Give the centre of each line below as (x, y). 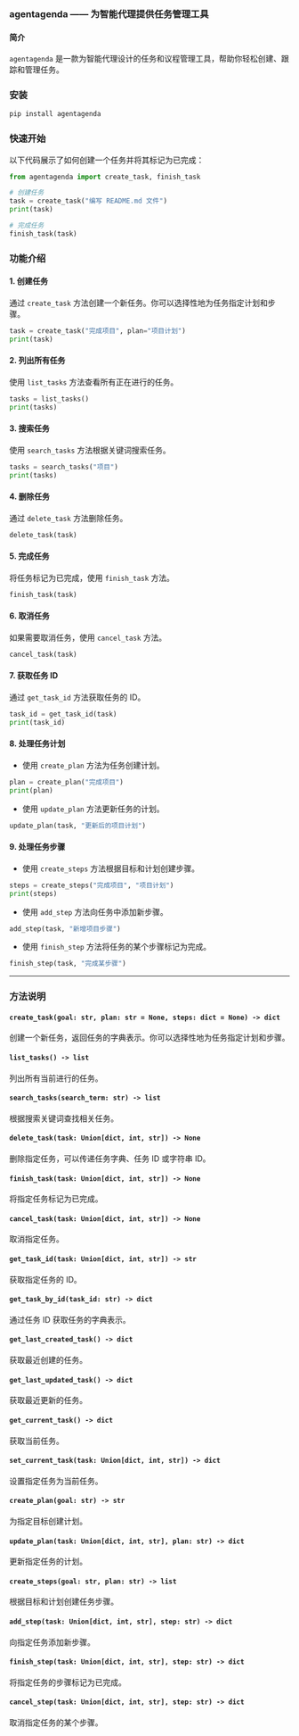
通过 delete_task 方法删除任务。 (69, 518)
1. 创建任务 (29, 281)
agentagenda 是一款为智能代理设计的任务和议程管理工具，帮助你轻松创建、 (145, 59)
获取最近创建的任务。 (48, 1360)
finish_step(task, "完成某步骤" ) (68, 964)
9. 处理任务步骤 (37, 847)
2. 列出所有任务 (37, 361)
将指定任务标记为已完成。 (56, 1199)
